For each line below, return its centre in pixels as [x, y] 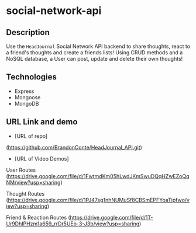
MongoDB [27, 103]
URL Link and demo [42, 122]
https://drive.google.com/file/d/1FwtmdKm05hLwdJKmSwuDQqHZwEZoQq [99, 176]
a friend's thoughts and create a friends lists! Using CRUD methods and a [94, 53]
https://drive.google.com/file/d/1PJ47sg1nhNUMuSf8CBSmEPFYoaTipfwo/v [99, 200]
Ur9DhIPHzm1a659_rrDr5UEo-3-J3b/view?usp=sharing [73, 224]
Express [24, 91]
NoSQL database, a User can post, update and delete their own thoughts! [94, 59]
